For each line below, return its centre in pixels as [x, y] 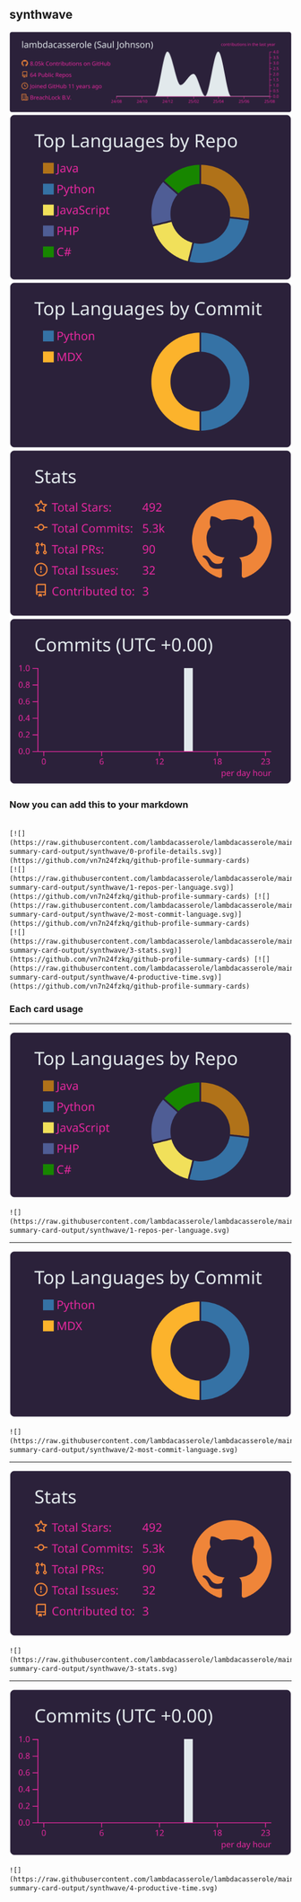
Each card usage [46, 1008]
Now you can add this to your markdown [99, 805]
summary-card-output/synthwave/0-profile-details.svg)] [116, 851]
